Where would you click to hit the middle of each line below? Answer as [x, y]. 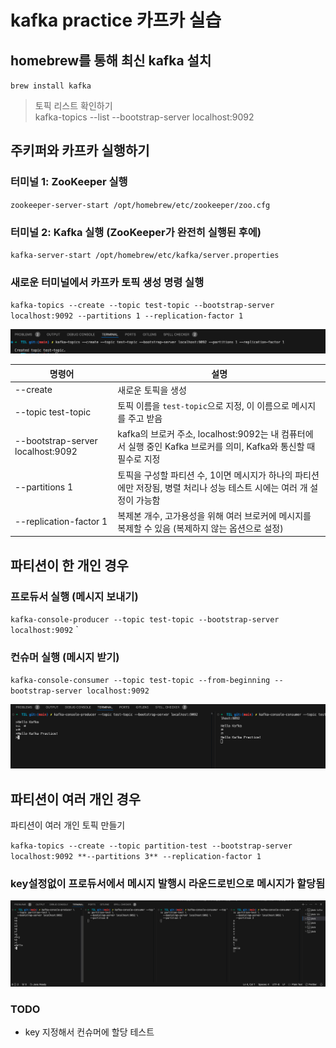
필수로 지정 [139, 459]
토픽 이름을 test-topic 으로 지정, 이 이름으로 [203, 406]
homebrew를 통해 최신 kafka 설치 [111, 60]
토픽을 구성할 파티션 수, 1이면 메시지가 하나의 [205, 475]
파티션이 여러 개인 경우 [76, 799]
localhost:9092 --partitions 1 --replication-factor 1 [127, 316]
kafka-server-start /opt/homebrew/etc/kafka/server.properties [145, 255]
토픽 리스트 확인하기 [73, 105]
